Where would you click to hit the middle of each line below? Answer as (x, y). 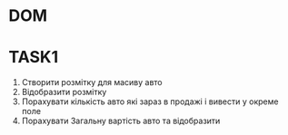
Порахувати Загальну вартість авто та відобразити (121, 121)
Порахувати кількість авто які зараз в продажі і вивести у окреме (150, 101)
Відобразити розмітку (64, 92)
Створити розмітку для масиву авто (92, 82)
